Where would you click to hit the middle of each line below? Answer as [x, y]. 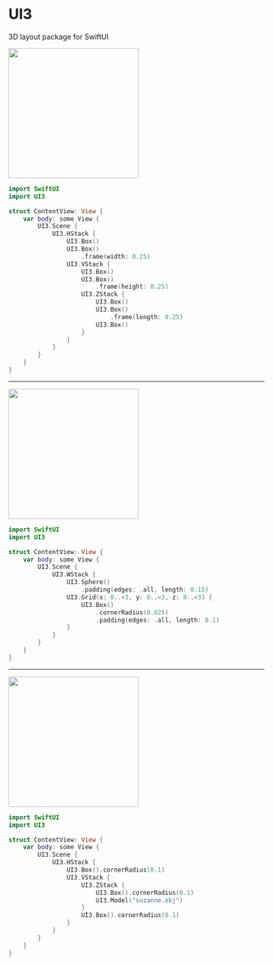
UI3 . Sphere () [89, 583]
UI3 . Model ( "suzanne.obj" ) [139, 900]
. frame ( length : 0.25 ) [147, 317]
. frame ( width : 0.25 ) [116, 256]
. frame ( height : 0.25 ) [132, 287]
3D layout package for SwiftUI [58, 37]
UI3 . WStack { [74, 574]
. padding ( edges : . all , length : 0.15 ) [145, 590]
